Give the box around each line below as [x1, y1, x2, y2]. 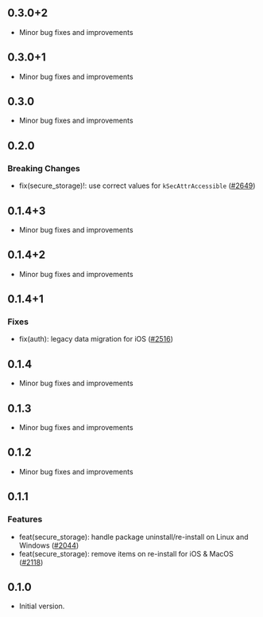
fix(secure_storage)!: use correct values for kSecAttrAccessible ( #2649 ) [18, 181, 256, 190]
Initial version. [18, 601, 65, 611]
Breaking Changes [7, 162, 81, 174]
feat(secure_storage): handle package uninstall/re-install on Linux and [18, 532, 249, 541]
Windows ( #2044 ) [18, 541, 79, 550]
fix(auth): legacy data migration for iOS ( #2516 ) [18, 334, 174, 344]
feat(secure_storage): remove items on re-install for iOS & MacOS [18, 549, 234, 558]
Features [7, 514, 43, 525]
